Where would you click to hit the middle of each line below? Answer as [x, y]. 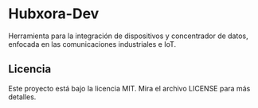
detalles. [22, 97]
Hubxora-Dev [54, 14]
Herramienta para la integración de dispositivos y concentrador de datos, [128, 36]
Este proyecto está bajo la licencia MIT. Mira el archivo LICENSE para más [129, 88]
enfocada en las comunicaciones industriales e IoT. [92, 44]
